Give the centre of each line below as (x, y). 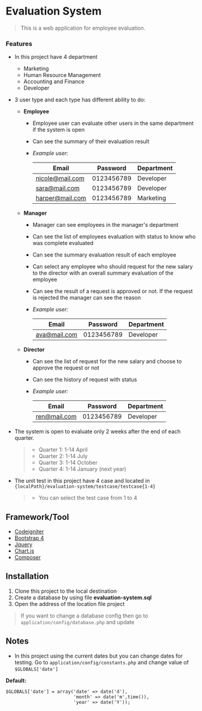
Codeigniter (29, 531)
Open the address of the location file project (70, 604)
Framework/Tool (37, 517)
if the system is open (59, 130)
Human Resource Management (62, 75)
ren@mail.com (56, 417)
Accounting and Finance (54, 82)
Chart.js (24, 551)
